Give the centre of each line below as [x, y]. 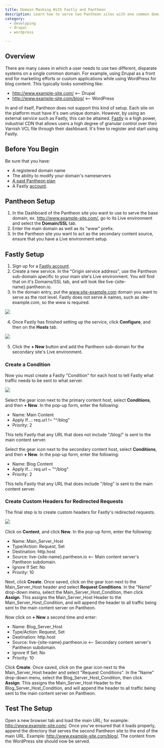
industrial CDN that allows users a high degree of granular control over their [81, 123]
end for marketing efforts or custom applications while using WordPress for [81, 78]
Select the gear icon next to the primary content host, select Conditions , [78, 400]
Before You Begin [32, 149]
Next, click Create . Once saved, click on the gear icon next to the [71, 581]
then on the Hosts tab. [35, 327]
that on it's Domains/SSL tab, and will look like [59, 282]
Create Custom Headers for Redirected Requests [64, 501]
